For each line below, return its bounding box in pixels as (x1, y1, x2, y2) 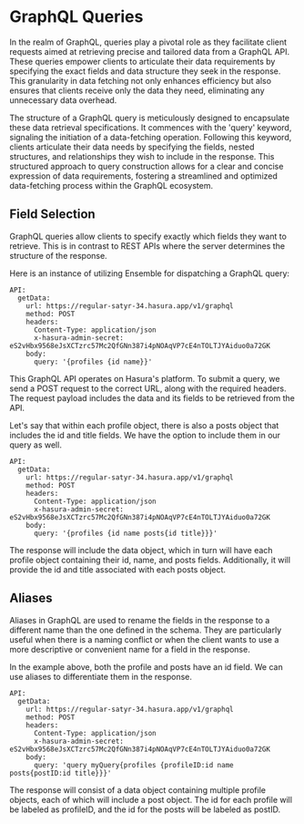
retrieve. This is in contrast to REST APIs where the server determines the (9, 240, 285, 252)
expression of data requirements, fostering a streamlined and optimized (9, 170, 278, 181)
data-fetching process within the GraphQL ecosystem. (9, 180, 214, 191)
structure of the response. (9, 250, 107, 261)
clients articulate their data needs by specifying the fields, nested (9, 141, 255, 152)
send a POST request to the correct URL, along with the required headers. (9, 383, 287, 394)
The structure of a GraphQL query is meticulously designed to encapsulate (9, 112, 289, 123)
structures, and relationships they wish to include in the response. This (9, 150, 275, 161)
